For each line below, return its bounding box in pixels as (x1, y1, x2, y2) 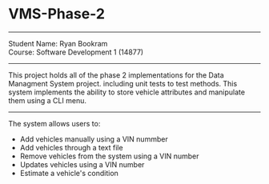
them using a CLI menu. (8, 95, 86, 105)
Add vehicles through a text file (19, 142, 123, 152)
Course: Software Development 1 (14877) (8, 47, 144, 57)
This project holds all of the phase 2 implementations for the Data (8, 70, 224, 80)
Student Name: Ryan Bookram (8, 38, 108, 48)
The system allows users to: (8, 118, 101, 128)
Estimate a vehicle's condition (19, 168, 118, 178)
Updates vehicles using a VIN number (19, 159, 145, 169)
